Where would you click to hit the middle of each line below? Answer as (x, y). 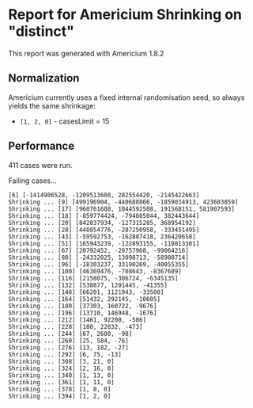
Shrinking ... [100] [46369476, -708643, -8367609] (95, 271)
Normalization (44, 78)
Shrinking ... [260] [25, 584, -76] (68, 341)
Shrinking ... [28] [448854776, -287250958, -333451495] (104, 230)
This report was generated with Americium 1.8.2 (86, 53)
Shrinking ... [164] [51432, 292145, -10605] (84, 299)
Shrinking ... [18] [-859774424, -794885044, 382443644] (104, 215)
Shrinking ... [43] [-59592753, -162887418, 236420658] (102, 236)
